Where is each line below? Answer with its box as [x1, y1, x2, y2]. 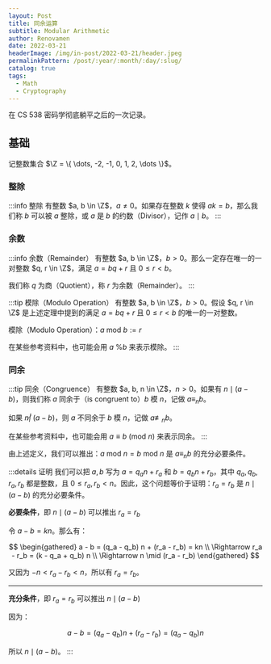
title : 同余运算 [8, 19, 58, 27]
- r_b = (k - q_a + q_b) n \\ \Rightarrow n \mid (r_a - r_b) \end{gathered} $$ [11, 550, 260, 560]
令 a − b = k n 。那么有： [8, 526, 87, 536]
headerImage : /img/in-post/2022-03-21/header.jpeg [8, 49, 182, 57]
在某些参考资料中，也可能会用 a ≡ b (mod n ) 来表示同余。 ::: [8, 431, 208, 441]
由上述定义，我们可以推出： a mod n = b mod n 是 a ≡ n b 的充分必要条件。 [8, 448, 250, 460]
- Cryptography [15, 86, 67, 95]
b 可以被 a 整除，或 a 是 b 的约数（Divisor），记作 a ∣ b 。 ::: [23, 211, 222, 221]
